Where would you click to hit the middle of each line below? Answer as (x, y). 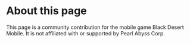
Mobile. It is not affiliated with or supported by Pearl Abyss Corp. (86, 33)
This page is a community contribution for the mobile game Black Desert (95, 27)
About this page (47, 11)
